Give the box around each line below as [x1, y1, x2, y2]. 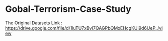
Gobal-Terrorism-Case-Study [5, 3, 132, 15]
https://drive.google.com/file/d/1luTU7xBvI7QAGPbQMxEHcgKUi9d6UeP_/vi [5, 25, 163, 31]
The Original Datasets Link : [5, 20, 63, 26]
